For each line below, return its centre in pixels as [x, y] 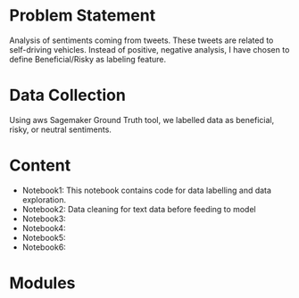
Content [40, 166]
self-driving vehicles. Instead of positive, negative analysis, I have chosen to [149, 49]
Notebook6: [44, 247]
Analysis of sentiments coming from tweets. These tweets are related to [141, 40]
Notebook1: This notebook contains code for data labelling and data [147, 190]
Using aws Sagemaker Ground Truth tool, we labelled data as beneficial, [142, 120]
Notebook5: [44, 237]
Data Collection [68, 95]
